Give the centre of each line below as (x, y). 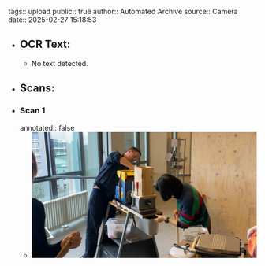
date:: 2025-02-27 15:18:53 (52, 20)
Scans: (37, 89)
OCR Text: (45, 44)
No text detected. (60, 63)
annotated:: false (47, 127)
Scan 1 (32, 111)
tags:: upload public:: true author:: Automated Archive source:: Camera (123, 11)
